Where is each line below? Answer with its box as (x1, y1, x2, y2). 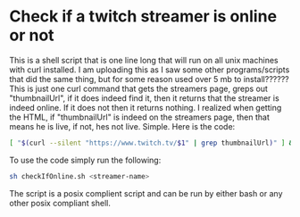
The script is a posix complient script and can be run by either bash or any (9, 188, 283, 198)
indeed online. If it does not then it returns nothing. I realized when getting (9, 102, 282, 113)
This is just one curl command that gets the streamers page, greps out (9, 83, 268, 94)
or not (9, 25, 55, 46)
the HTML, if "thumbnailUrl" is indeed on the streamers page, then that (9, 112, 270, 122)
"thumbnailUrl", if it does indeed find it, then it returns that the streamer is (9, 92, 279, 104)
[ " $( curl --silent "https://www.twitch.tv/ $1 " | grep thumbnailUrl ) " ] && (9, 138, 297, 147)
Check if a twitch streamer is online (9, 6, 278, 27)
